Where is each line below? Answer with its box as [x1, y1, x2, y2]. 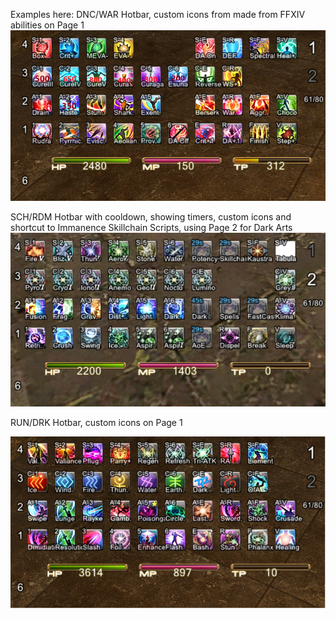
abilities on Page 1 [10, 19, 85, 31]
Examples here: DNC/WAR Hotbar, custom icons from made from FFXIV [10, 9, 306, 20]
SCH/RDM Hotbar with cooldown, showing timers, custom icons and [10, 210, 292, 223]
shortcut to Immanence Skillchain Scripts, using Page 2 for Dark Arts [10, 221, 293, 233]
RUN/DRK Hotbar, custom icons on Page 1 [10, 417, 183, 429]
